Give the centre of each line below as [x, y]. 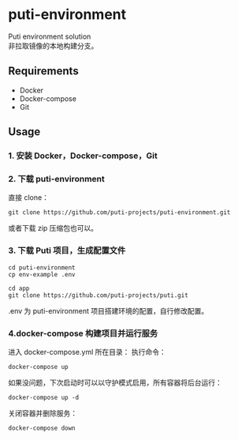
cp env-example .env [42, 274]
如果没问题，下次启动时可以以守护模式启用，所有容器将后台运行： [115, 382]
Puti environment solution [50, 36]
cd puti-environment [42, 267]
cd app [19, 288]
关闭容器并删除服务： [43, 413]
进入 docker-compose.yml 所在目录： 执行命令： [87, 352]
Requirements [43, 71]
